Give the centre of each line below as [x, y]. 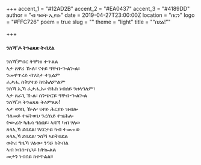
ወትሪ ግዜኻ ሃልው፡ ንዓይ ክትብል [38, 143]
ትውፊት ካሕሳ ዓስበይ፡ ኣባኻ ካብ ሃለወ [43, 122]
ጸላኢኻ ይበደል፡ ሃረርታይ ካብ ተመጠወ [43, 129]
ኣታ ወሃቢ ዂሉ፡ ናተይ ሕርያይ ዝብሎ [42, 109]
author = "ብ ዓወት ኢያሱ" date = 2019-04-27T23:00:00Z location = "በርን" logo [100, 15]
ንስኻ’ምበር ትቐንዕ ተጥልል [32, 61]
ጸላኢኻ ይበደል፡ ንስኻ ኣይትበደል [37, 136]
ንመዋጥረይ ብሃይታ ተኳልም [33, 75]
